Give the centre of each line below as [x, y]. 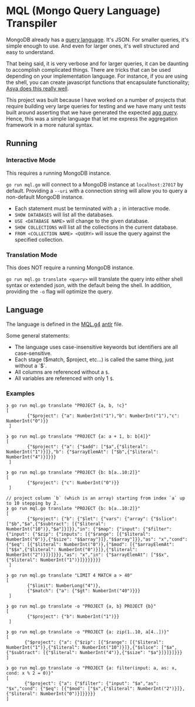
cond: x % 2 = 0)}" [30, 673]
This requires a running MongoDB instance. [59, 173]
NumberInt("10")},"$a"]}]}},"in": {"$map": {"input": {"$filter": [89, 529]
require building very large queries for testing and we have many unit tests [96, 106]
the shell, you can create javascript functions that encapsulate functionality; [98, 82]
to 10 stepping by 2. [33, 503]
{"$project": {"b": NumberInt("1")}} [73, 617]
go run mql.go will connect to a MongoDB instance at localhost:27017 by [95, 184]
